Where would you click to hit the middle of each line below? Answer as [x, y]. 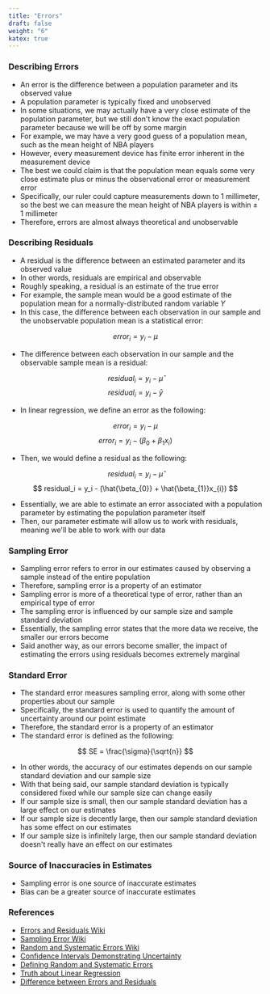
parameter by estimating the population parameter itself [112, 512]
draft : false [30, 23]
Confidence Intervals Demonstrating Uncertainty [101, 956]
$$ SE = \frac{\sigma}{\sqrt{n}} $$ [135, 751]
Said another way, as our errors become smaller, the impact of [123, 645]
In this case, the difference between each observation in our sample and [140, 311]
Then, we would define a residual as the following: [104, 458]
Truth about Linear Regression [70, 973]
